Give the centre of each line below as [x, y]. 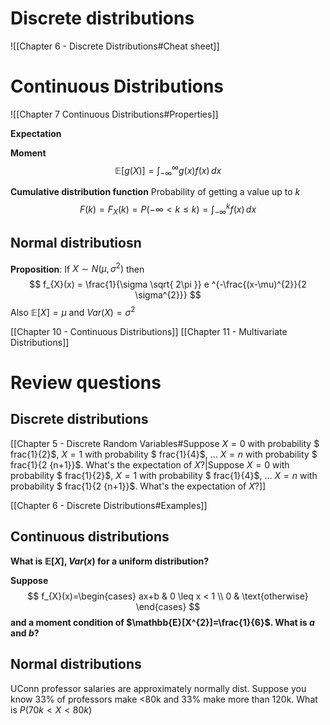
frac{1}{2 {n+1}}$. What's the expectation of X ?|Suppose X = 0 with [150, 464]
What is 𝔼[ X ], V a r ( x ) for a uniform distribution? [110, 561]
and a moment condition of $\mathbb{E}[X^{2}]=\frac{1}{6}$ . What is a [162, 622]
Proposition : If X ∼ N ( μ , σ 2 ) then [77, 268]
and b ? [25, 633]
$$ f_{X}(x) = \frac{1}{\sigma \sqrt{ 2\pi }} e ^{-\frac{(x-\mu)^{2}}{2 [168, 284]
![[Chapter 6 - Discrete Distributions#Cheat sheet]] [115, 46]
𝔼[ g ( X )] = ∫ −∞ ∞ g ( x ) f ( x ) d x [168, 170]
